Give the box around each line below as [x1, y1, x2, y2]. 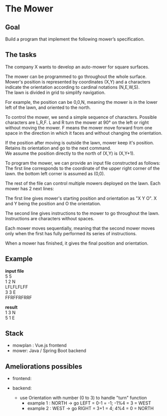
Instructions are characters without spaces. [5, 215, 95, 221]
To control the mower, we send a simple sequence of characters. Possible [5, 114, 157, 120]
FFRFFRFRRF [5, 294, 32, 300]
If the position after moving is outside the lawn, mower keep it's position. [5, 139, 155, 145]
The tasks [5, 50, 37, 59]
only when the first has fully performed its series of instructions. [5, 230, 137, 236]
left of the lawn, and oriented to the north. [5, 104, 91, 110]
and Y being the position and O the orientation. [5, 200, 101, 206]
